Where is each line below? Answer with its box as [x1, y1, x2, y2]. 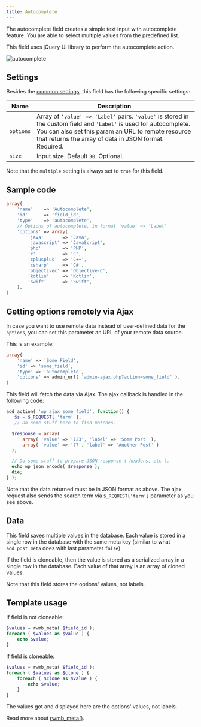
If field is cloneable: [6, 653, 55, 660]
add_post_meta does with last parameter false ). [6, 544, 123, 551]
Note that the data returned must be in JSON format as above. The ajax [6, 485, 182, 493]
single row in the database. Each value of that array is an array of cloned [6, 562, 185, 569]
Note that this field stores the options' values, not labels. [6, 580, 145, 587]
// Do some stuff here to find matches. [14, 420, 117, 426]
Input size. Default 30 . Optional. [36, 152, 124, 161]
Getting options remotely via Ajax [6, 306, 133, 316]
